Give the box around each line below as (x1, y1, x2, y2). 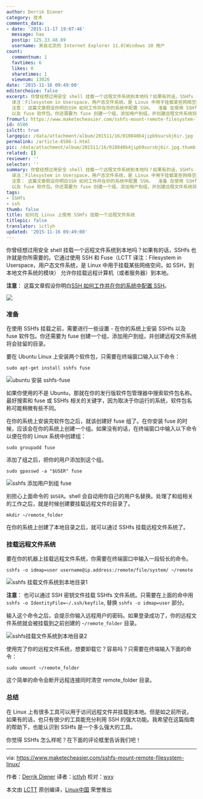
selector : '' (6, 161, 39, 167)
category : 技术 (6, 15, 43, 21)
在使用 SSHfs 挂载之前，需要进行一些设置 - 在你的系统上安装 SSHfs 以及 (6, 325, 186, 332)
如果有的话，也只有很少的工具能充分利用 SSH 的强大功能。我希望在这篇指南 (6, 715, 195, 723)
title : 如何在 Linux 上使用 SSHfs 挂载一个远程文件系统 (6, 212, 135, 218)
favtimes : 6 (11, 59, 42, 66)
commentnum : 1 (11, 54, 47, 60)
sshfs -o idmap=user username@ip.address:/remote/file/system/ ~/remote (6, 567, 193, 573)
